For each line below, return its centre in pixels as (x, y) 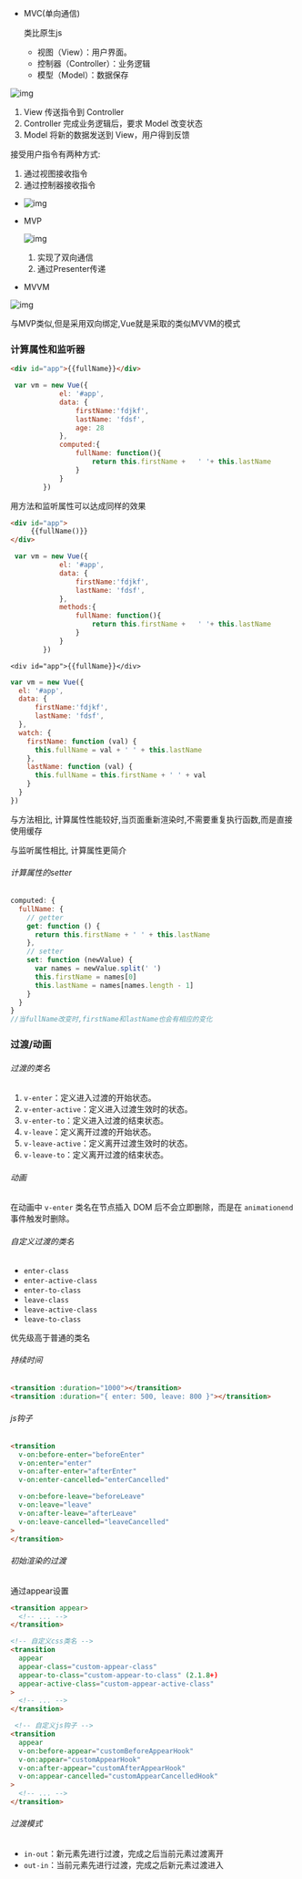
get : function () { (64, 926)
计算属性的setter (41, 873)
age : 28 (90, 428)
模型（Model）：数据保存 (83, 75)
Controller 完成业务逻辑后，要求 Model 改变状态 (113, 123)
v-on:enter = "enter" (55, 1463)
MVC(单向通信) (52, 13)
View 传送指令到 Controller (74, 112)
